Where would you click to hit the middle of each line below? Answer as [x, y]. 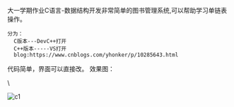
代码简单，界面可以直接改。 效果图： [61, 69]
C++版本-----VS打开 [40, 49]
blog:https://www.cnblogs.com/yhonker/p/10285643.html [96, 55]
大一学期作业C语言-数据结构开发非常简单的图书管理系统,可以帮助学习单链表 [117, 10]
